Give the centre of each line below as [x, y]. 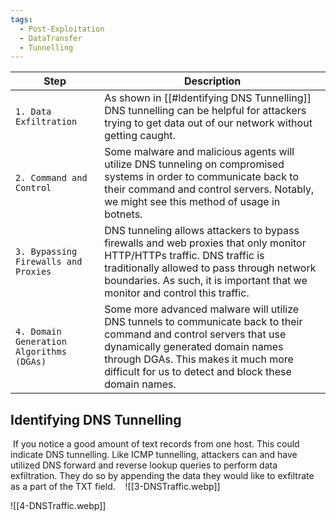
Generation [41, 342]
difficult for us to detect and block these [198, 372]
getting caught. [140, 136]
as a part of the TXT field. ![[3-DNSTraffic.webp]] [115, 487]
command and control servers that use [195, 334]
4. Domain [38, 332]
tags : [21, 19]
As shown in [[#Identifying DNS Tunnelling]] [208, 98]
